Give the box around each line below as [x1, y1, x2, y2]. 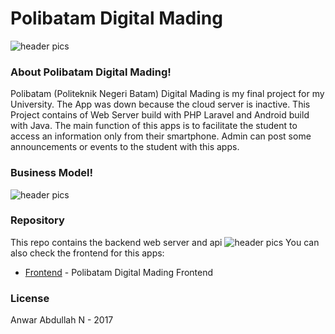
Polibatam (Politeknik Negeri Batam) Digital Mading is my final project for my [10, 88, 325, 100]
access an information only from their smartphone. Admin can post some [10, 130, 312, 142]
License [10, 291, 50, 305]
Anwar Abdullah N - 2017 [10, 314, 114, 326]
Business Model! [10, 166, 94, 180]
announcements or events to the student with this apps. [10, 141, 240, 153]
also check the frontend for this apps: [10, 247, 165, 259]
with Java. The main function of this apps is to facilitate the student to [10, 120, 298, 132]
